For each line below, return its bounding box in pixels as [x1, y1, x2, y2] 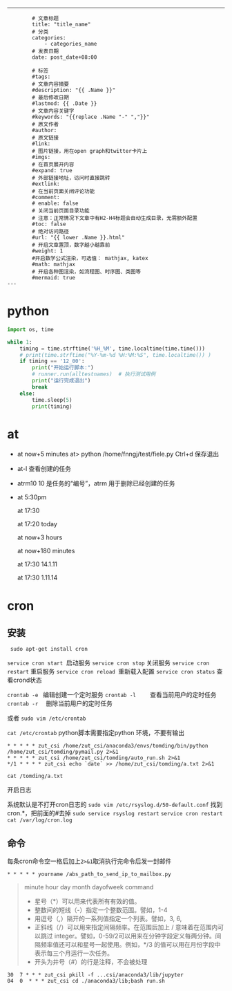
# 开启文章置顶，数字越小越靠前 [32, 241, 110, 248]
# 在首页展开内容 [32, 161, 75, 168]
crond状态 [12, 676, 43, 685]
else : [19, 390, 36, 397]
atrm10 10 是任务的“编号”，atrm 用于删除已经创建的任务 [17, 479, 175, 488]
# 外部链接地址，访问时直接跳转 [32, 174, 110, 181]
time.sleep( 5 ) [32, 396, 72, 403]
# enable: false [32, 200, 79, 207]
